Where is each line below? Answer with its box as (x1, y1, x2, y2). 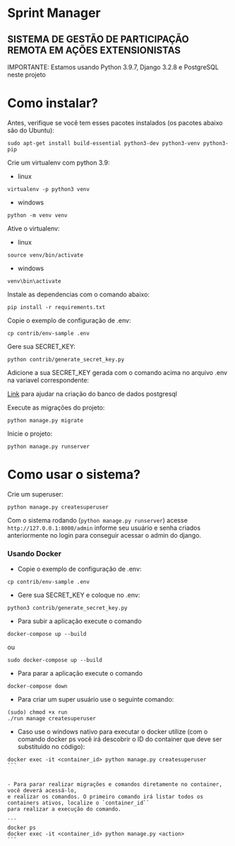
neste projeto (7, 71, 46, 79)
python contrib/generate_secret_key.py (7, 356, 125, 363)
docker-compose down (7, 683, 68, 690)
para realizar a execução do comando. (7, 806, 121, 813)
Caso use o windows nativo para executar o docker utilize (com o (17, 727, 208, 736)
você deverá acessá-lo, (7, 787, 78, 794)
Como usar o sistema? (7, 467, 141, 482)
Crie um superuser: (7, 489, 64, 498)
